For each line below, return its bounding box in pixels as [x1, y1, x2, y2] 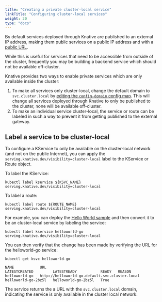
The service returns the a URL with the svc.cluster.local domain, [5, 286, 138, 292]
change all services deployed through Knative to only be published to [12, 98, 151, 104]
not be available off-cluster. [5, 64, 60, 70]
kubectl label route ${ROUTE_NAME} [5, 202, 77, 207]
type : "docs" [5, 20, 32, 26]
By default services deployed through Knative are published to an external [5, 34, 154, 40]
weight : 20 [5, 16, 27, 21]
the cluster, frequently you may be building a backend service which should [5, 59, 157, 64]
